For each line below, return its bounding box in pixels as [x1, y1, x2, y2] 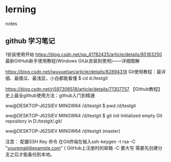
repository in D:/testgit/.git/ [5, 118, 62, 124]
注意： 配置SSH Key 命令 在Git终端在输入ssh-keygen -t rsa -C [5, 138, 136, 145]
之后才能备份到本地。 [9, 151, 55, 157]
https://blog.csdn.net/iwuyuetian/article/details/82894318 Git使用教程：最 [5, 68, 161, 75]
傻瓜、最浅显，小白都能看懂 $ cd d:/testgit [18, 75, 109, 81]
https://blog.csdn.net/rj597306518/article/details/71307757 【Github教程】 [5, 86, 163, 92]
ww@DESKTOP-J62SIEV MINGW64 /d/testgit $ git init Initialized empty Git [5, 112, 163, 118]
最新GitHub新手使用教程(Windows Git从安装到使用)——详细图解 [5, 57, 140, 64]
